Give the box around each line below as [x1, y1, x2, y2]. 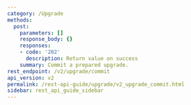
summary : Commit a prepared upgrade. [19, 61, 129, 68]
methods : [7, 17, 33, 23]
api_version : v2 [7, 74, 54, 82]
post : [13, 23, 30, 30]
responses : [19, 42, 51, 49]
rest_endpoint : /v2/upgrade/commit [7, 68, 110, 75]
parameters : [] [19, 29, 64, 37]
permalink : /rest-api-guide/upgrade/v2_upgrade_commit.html [7, 81, 185, 88]
